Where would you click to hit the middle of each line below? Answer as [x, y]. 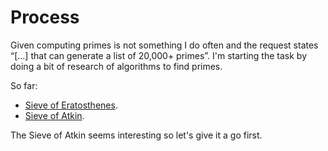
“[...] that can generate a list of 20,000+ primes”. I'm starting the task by [158, 55]
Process [45, 17]
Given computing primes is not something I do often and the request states [164, 45]
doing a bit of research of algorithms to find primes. [116, 66]
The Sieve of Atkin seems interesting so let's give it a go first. [136, 135]
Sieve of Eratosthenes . [71, 105]
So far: [24, 85]
